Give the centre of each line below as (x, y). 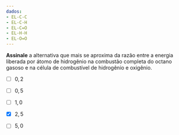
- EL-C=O (17, 28)
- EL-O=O (17, 39)
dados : (14, 11)
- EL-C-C (17, 17)
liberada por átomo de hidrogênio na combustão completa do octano (89, 61)
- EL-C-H (17, 22)
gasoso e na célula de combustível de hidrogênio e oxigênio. (79, 67)
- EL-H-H (17, 33)
